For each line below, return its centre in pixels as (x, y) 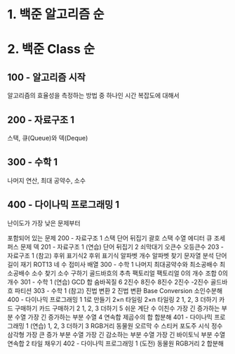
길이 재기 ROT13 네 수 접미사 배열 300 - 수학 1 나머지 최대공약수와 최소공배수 (113, 264)
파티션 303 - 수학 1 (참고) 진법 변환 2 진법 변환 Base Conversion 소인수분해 (119, 290)
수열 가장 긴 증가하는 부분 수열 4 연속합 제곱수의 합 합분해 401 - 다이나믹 (113, 317)
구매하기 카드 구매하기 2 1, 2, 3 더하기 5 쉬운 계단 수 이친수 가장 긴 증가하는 (117, 308)
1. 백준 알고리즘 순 (56, 14)
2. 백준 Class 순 (51, 49)
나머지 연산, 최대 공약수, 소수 (47, 181)
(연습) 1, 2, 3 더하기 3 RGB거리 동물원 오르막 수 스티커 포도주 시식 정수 (127, 326)
